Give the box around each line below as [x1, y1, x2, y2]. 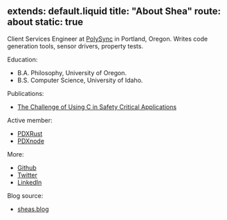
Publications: [7, 89, 44, 97]
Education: [7, 55, 38, 63]
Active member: [7, 116, 53, 124]
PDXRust [17, 129, 43, 137]
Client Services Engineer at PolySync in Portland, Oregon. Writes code [7, 34, 208, 43]
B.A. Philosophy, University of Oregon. [17, 68, 127, 77]
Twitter [17, 170, 38, 179]
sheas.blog [17, 205, 49, 213]
